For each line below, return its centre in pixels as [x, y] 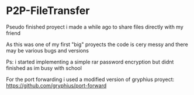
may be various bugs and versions [48, 50]
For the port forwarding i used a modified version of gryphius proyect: [90, 79]
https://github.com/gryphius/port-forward [56, 85]
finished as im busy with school [44, 68]
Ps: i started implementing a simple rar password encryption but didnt [90, 62]
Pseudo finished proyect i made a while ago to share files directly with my [95, 27]
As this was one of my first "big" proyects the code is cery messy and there [97, 44]
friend [13, 33]
